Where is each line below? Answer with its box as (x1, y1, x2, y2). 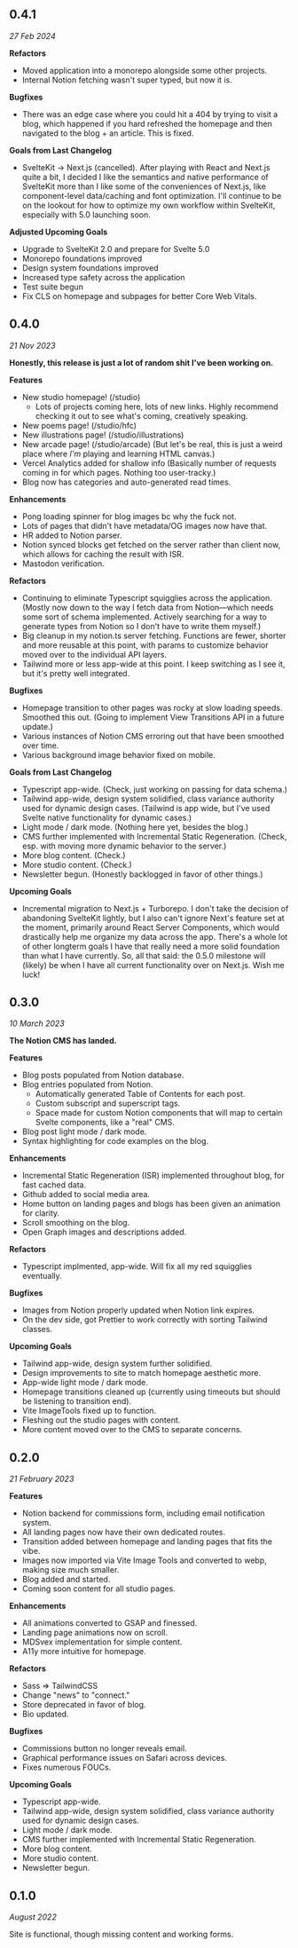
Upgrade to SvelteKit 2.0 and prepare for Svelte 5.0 (21, 243, 210, 254)
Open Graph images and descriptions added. (21, 1226, 187, 1237)
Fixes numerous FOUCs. (21, 1762, 112, 1773)
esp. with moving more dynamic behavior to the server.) (21, 840, 227, 851)
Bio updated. (21, 1708, 69, 1720)
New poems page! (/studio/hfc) (21, 420, 137, 430)
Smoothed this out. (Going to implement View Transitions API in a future (21, 712, 286, 722)
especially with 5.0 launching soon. (21, 209, 151, 220)
